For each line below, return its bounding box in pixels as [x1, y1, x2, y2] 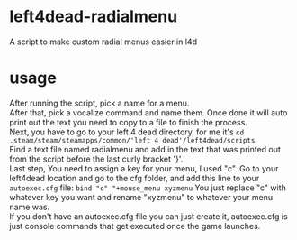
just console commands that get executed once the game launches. [9, 220, 261, 231]
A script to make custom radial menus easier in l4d [9, 36, 198, 47]
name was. [9, 201, 50, 212]
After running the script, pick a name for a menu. [9, 97, 190, 108]
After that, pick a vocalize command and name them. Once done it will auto [9, 106, 288, 118]
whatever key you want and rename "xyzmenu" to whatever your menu [9, 191, 273, 202]
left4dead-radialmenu [9, 6, 178, 27]
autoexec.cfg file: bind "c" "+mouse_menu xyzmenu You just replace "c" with [9, 182, 286, 193]
